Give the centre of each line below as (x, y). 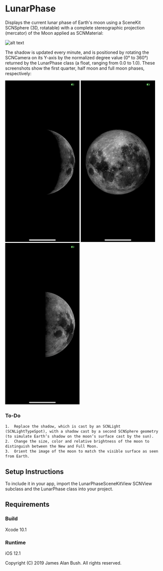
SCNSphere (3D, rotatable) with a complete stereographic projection (75, 27)
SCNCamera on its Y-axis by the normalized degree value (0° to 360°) (77, 57)
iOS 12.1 (13, 554)
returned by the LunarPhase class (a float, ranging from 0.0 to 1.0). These (80, 63)
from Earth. (17, 457)
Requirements (27, 505)
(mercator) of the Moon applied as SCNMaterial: (54, 33)
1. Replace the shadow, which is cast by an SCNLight (63, 427)
